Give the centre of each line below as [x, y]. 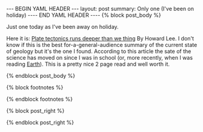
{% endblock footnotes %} [40, 99]
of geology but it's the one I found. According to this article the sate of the [99, 51]
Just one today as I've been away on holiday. [63, 27]
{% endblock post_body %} [41, 76]
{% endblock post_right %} [40, 122]
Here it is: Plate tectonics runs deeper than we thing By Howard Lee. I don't [100, 38]
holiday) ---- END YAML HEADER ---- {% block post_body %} [84, 15]
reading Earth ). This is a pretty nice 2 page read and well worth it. [88, 64]
